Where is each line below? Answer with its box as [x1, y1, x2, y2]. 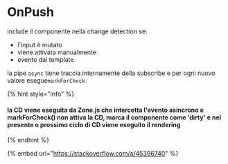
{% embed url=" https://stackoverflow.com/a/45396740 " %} [7, 149, 179, 158]
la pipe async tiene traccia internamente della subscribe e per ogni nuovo [7, 69, 216, 77]
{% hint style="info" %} [7, 90, 75, 98]
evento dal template [17, 55, 74, 63]
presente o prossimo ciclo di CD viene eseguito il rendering [7, 120, 181, 129]
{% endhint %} [7, 136, 50, 145]
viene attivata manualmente [17, 48, 97, 56]
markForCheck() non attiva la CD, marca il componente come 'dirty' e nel [7, 113, 222, 122]
